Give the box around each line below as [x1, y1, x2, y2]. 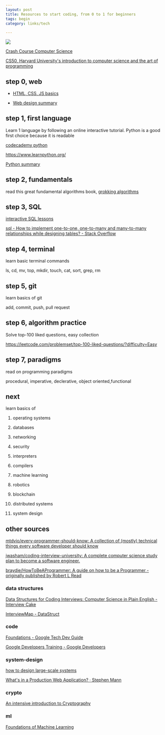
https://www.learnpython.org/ [5, 151, 66, 158]
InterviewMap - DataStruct [5, 611, 60, 617]
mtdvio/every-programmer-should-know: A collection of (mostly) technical [5, 538, 157, 544]
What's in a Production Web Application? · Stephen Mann [5, 677, 122, 683]
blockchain [12, 491, 35, 498]
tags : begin [5, 16, 30, 21]
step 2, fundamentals [5, 175, 73, 184]
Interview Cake [5, 601, 36, 607]
